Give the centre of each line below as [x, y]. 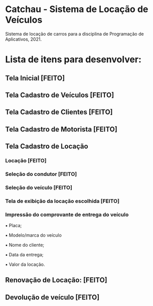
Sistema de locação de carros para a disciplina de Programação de [74, 34]
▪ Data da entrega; [24, 255]
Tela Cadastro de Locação [47, 146]
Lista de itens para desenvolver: [73, 60]
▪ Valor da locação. [25, 264]
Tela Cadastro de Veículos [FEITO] [60, 95]
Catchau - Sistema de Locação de [77, 9]
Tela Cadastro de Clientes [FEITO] [59, 112]
